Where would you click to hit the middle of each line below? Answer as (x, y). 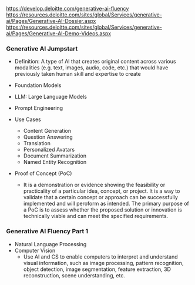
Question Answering (48, 137)
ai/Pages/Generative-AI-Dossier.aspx (51, 21)
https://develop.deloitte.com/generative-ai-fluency (68, 9)
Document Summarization (55, 156)
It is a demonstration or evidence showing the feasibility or (94, 185)
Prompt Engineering (39, 108)
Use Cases (28, 119)
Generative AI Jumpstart (42, 48)
